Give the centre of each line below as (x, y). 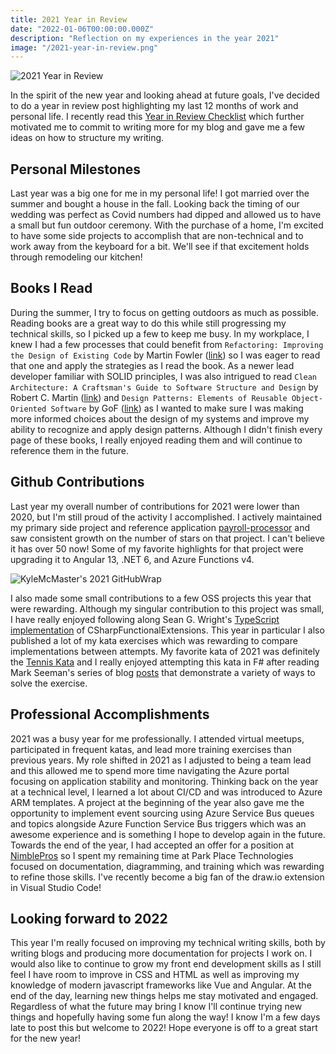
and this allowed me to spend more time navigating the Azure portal (150, 770)
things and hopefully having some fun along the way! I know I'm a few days (165, 1017)
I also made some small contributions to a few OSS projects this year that (161, 598)
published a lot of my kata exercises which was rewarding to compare (154, 640)
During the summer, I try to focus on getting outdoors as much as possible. (164, 312)
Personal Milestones (75, 169)
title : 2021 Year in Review (69, 19)
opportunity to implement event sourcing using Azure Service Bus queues (162, 813)
